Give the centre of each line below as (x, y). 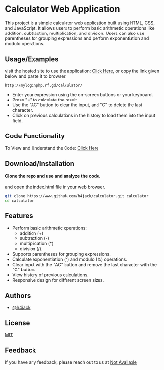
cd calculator (20, 201)
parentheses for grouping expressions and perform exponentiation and (77, 38)
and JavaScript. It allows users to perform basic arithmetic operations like (80, 28)
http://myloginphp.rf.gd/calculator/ (44, 85)
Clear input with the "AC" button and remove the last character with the (84, 264)
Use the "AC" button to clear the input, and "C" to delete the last (77, 105)
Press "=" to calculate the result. (45, 100)
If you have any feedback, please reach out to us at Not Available (71, 362)
